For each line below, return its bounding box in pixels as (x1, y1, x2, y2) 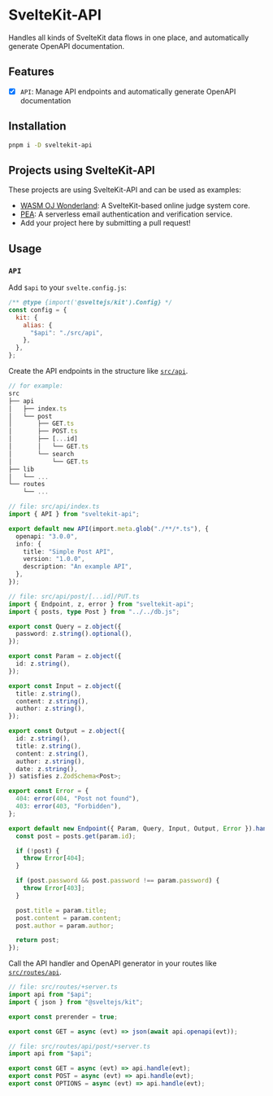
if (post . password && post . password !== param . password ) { (15, 877, 220, 885)
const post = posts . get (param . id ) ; (15, 832, 136, 840)
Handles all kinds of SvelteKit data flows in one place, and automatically (8, 33, 249, 42)
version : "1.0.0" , (23, 555, 85, 563)
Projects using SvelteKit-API (8, 163, 156, 177)
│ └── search (8, 449, 75, 458)
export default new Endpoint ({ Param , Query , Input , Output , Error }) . (8, 824, 256, 832)
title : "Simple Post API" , (23, 547, 115, 555)
